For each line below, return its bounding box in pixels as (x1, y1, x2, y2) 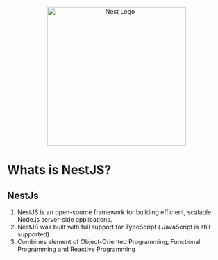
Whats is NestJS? (7, 162, 112, 178)
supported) (17, 230, 50, 239)
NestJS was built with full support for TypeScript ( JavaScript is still (17, 223, 210, 231)
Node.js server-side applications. (17, 216, 112, 223)
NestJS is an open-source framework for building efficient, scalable (17, 208, 212, 216)
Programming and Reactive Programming (17, 245, 135, 253)
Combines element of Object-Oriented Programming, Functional (17, 238, 201, 245)
